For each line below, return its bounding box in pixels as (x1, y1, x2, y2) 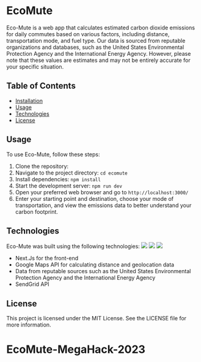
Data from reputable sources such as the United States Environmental (15, 268, 191, 275)
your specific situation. (6, 62, 64, 70)
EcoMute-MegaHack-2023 (6, 342, 145, 356)
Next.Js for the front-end (15, 255, 79, 262)
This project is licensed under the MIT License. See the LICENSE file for (6, 315, 187, 322)
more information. (6, 321, 51, 328)
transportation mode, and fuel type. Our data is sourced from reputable (6, 37, 186, 44)
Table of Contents (6, 81, 76, 91)
